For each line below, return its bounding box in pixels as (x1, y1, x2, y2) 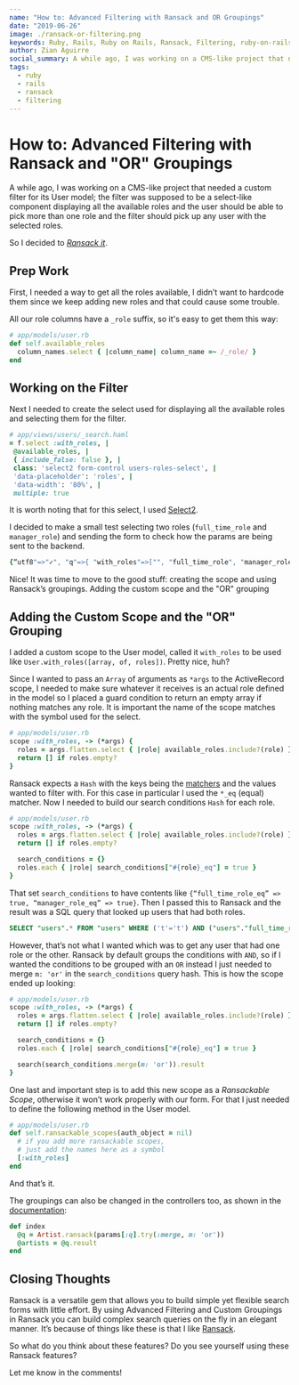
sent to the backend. (9, 540, 85, 552)
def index (9, 1221, 46, 1231)
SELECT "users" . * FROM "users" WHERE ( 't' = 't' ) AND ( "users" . (9, 923, 245, 933)
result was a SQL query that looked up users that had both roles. (9, 906, 246, 917)
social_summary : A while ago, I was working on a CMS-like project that (9, 54, 285, 63)
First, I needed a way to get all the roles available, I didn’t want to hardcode (9, 287, 285, 298)
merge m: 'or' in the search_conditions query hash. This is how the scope (9, 968, 284, 979)
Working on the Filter (9, 380, 129, 396)
